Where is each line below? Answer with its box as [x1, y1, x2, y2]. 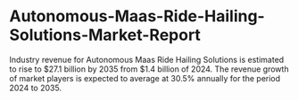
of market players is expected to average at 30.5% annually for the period [9, 73, 281, 83]
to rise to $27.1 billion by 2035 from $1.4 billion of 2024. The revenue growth [9, 64, 289, 74]
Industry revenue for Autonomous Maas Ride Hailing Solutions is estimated [9, 54, 285, 65]
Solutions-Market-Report [9, 25, 201, 45]
